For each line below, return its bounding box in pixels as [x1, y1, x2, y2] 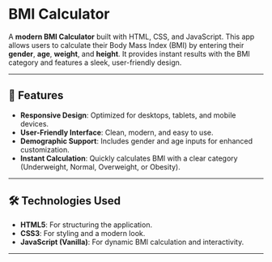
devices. [19, 118, 49, 128]
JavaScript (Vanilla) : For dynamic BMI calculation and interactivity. [19, 237, 244, 247]
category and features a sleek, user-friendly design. [8, 58, 182, 67]
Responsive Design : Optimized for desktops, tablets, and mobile [19, 110, 236, 120]
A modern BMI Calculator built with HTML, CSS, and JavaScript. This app [8, 32, 255, 41]
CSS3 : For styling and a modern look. [19, 228, 146, 238]
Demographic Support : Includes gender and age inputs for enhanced [19, 135, 253, 146]
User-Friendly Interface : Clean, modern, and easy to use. [19, 127, 214, 137]
